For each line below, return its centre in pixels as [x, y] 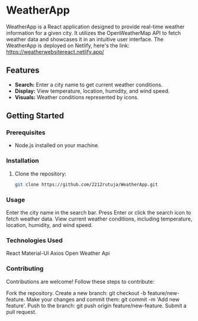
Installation [23, 161]
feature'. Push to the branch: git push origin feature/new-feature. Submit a [96, 306]
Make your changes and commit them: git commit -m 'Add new [103, 299]
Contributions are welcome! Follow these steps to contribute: [80, 281]
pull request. [21, 312]
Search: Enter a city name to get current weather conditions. [89, 85]
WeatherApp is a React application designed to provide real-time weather [95, 27]
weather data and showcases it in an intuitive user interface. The [85, 39]
